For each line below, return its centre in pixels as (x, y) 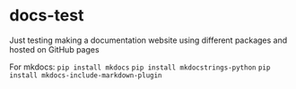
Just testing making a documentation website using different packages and (148, 40)
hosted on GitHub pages (55, 49)
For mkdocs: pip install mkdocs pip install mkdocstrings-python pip (140, 67)
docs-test (47, 16)
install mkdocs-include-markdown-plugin (86, 75)
